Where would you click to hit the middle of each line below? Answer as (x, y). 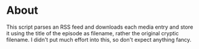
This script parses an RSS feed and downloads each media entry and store (100, 27)
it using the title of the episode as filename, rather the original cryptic (93, 33)
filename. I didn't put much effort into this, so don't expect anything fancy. (99, 39)
